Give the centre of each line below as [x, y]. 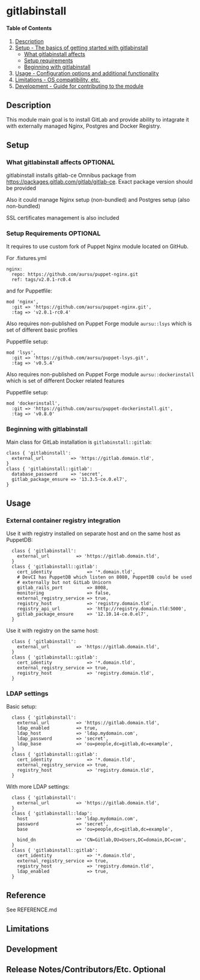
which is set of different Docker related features [65, 381]
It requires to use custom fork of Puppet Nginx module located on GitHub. [98, 247]
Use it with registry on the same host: [53, 631]
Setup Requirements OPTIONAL [53, 233]
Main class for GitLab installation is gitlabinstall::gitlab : [79, 442]
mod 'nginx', [23, 302]
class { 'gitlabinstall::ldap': [52, 814]
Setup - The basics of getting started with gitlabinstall [81, 48]
